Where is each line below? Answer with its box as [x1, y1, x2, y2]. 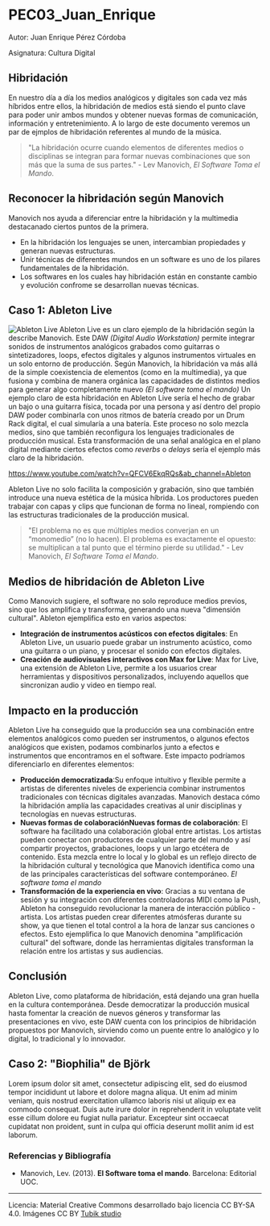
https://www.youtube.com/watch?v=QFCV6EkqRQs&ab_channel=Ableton [8, 469, 252, 479]
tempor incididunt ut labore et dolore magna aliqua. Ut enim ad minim [8, 1087, 238, 1097]
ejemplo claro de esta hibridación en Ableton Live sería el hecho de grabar [8, 393, 256, 403]
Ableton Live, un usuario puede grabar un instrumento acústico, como [19, 638, 252, 647]
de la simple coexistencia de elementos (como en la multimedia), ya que [8, 368, 247, 377]
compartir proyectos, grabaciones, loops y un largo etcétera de [19, 844, 230, 853]
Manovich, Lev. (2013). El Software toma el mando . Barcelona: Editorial [19, 1168, 257, 1178]
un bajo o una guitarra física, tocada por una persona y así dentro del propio [8, 401, 261, 412]
